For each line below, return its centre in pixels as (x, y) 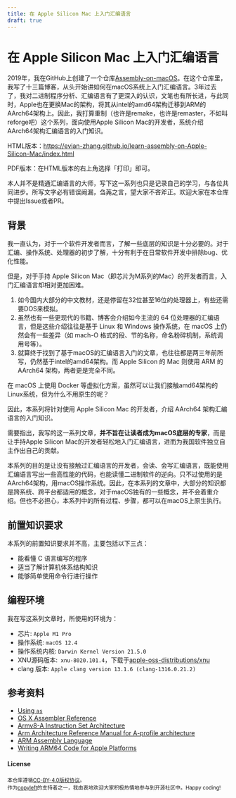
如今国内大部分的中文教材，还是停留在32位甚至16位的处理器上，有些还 (120, 300)
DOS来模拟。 (42, 309)
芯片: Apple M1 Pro (44, 633)
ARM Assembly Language (55, 740)
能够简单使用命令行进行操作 (58, 576)
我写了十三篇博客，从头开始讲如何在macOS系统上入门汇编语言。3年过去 (112, 87)
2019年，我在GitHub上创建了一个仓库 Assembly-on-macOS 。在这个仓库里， (117, 78)
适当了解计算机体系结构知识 (58, 567)
